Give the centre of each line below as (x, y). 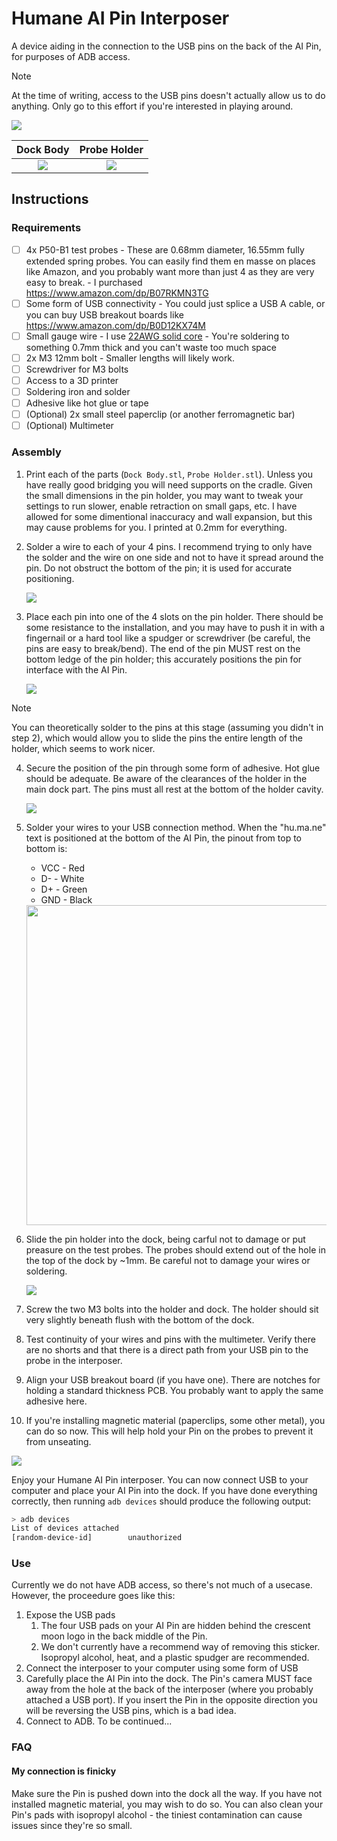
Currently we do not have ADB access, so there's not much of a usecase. (162, 1585)
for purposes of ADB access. (71, 56)
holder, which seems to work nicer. (83, 748)
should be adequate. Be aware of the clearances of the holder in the (166, 778)
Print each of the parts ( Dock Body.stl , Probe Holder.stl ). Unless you (169, 474)
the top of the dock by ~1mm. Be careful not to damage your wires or (168, 1260)
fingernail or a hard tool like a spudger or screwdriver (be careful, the (168, 638)
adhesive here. (56, 1401)
